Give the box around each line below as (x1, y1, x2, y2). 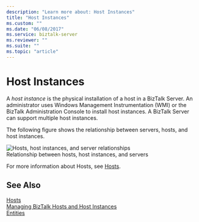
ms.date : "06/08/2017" (6, 26, 64, 32)
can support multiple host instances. (6, 114, 98, 122)
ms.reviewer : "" (6, 37, 48, 43)
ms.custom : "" (6, 20, 43, 26)
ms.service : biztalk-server (6, 32, 78, 38)
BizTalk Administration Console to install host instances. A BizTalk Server (6, 108, 190, 115)
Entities (6, 209, 26, 217)
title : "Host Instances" (6, 15, 70, 21)
